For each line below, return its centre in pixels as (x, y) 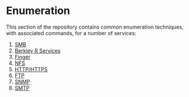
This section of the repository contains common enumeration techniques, (95, 27)
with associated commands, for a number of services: (71, 33)
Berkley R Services (37, 50)
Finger (22, 57)
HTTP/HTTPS (31, 69)
